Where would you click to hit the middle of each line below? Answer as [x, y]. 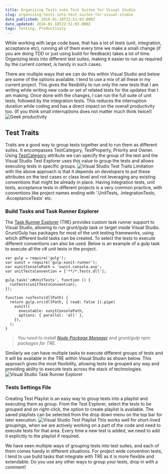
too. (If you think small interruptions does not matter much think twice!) [78, 112]
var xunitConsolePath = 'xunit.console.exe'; [53, 267]
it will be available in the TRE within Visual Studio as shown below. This [78, 358]
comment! [16, 467]
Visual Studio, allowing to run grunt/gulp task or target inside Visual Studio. [83, 227]
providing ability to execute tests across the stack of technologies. [74, 369]
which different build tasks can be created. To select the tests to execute [80, 238]
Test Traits [22, 133]
